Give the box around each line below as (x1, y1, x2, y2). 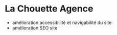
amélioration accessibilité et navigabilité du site (12, 19, 112, 25)
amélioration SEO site (12, 24, 58, 30)
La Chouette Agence (5, 3, 93, 14)
